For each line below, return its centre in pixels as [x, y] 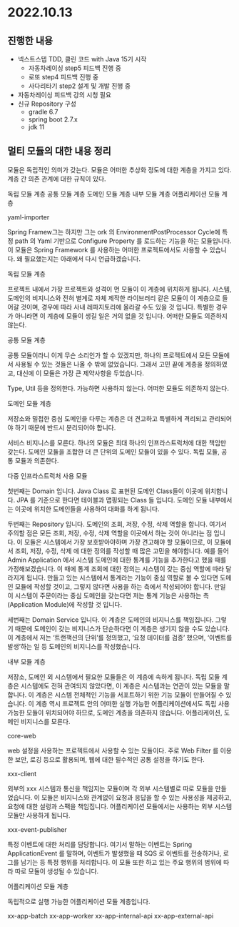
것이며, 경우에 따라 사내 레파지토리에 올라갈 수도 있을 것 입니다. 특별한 [117, 307]
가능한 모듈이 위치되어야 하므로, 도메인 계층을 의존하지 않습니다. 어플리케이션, [115, 713]
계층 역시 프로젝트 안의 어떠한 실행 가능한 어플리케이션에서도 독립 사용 [133, 703]
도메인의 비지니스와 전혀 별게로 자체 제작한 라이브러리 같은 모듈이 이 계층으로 [114, 298]
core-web [22, 735]
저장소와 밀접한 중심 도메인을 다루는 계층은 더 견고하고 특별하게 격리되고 [107, 418]
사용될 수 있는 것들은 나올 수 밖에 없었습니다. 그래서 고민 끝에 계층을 [109, 364]
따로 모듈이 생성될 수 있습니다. [57, 871]
